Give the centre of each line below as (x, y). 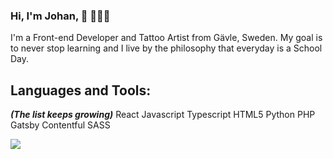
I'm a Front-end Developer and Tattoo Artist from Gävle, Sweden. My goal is (166, 38)
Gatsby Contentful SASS (60, 125)
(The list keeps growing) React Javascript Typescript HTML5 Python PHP (163, 115)
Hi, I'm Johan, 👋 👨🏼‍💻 (60, 16)
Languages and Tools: (81, 90)
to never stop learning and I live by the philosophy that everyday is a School (166, 48)
